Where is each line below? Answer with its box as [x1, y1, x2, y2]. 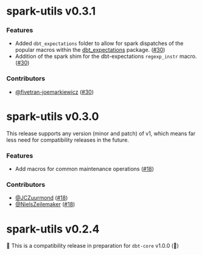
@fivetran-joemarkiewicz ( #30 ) [15, 88, 94, 96]
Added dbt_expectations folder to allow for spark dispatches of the [15, 40, 184, 47]
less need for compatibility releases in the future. [6, 136, 130, 144]
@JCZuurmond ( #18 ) [15, 194, 68, 201]
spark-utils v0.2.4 [6, 222, 100, 236]
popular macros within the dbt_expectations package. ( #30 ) [15, 46, 165, 54]
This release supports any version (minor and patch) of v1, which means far [6, 130, 196, 137]
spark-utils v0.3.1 [6, 4, 96, 18]
